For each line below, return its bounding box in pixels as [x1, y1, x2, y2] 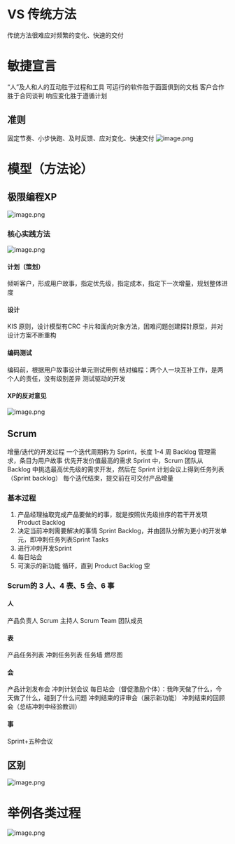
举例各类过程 [7, 805, 82, 821]
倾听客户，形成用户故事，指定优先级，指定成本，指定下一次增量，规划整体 [7, 279, 222, 288]
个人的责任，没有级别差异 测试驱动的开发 [7, 374, 126, 382]
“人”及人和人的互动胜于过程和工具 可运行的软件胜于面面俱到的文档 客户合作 [7, 82, 225, 91]
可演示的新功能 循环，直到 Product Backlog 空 [17, 561, 150, 570]
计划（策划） [7, 262, 44, 271]
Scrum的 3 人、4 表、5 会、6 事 [7, 580, 115, 590]
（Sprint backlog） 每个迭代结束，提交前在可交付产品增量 [7, 474, 173, 482]
